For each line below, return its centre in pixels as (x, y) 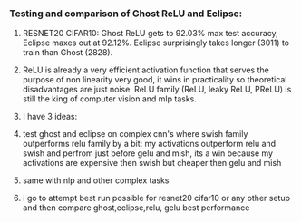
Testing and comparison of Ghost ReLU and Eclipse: (126, 14)
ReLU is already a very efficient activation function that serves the (146, 70)
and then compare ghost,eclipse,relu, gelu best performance (136, 208)
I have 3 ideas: (50, 117)
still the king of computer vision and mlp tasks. (109, 99)
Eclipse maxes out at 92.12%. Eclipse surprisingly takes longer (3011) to (156, 43)
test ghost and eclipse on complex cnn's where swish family (135, 134)
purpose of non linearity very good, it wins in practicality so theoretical (155, 80)
